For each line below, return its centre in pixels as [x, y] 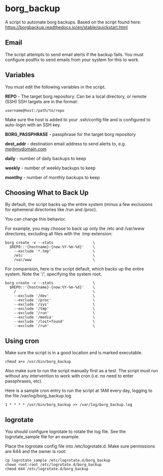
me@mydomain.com [26, 149]
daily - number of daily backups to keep [46, 158]
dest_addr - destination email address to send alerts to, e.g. [66, 144]
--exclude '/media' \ [55, 317]
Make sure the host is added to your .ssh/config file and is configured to [78, 119]
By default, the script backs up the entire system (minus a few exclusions [79, 204]
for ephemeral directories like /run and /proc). [51, 210]
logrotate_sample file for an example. [42, 437]
